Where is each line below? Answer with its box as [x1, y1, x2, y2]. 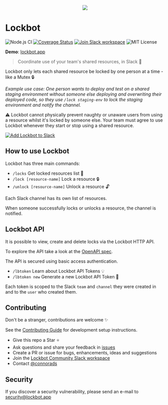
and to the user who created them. [5, 289, 77, 295]
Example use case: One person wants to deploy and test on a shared [5, 86, 150, 92]
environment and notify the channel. [5, 102, 81, 108]
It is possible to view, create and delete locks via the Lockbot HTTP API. [5, 238, 155, 245]
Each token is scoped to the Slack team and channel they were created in [5, 283, 156, 290]
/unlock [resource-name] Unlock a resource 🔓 [12, 183, 110, 189]
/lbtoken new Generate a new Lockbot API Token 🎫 [12, 273, 119, 279]
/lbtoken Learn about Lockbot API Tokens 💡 [12, 268, 105, 274]
